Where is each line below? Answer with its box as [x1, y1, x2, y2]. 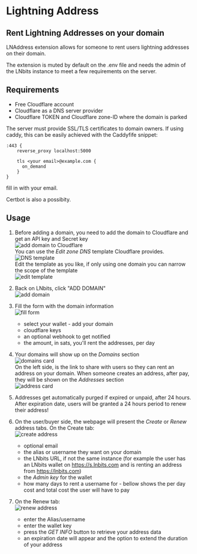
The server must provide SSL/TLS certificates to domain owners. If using [6, 125, 184, 132]
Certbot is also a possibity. [6, 196, 71, 203]
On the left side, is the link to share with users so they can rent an [14, 363, 175, 370]
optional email [23, 442, 58, 449]
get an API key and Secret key [14, 235, 89, 242]
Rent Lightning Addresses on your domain [6, 28, 164, 38]
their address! [14, 406, 49, 414]
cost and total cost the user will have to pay [23, 486, 130, 493]
